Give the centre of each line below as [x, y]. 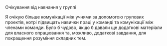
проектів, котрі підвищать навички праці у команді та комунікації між [79, 22]
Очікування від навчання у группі [41, 7]
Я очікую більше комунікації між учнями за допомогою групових [75, 17]
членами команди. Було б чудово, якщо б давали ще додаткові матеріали [84, 27]
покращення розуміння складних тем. [46, 38]
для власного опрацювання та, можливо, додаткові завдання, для [76, 33]
